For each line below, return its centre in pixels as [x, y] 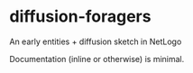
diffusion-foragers [80, 17]
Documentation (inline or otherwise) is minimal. [97, 59]
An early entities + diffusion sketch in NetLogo [96, 41]
